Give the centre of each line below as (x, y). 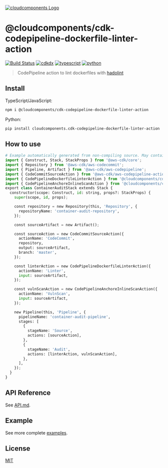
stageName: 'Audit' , (49, 349)
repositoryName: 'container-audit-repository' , (69, 211)
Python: (13, 119)
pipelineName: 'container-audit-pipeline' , (64, 317)
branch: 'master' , (37, 253)
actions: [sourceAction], (54, 335)
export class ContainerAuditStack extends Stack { (59, 188)
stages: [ (28, 321)
